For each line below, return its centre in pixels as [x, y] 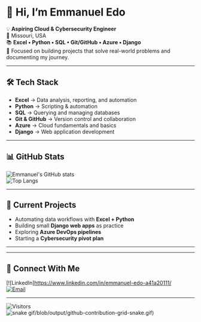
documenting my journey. [38, 57]
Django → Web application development [65, 132]
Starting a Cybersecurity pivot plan [59, 238]
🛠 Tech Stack [32, 82]
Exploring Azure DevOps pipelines [58, 232]
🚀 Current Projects [41, 205]
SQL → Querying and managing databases [67, 113]
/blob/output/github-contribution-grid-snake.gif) [95, 313]
